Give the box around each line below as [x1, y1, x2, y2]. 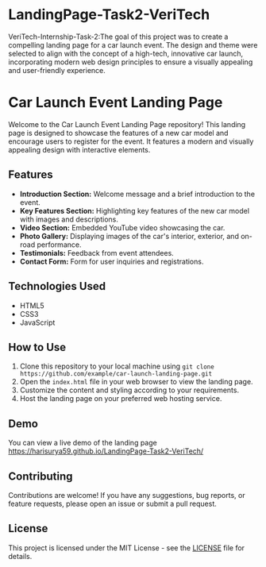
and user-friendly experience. [8, 65, 106, 75]
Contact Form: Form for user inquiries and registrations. [19, 256, 204, 266]
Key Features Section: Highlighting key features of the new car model [19, 206, 250, 215]
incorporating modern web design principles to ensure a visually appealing [8, 57, 253, 67]
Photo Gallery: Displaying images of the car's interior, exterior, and [19, 231, 240, 241]
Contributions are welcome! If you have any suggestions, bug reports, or [8, 490, 245, 499]
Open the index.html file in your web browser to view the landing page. [19, 377, 253, 387]
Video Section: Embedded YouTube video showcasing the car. [19, 222, 226, 232]
